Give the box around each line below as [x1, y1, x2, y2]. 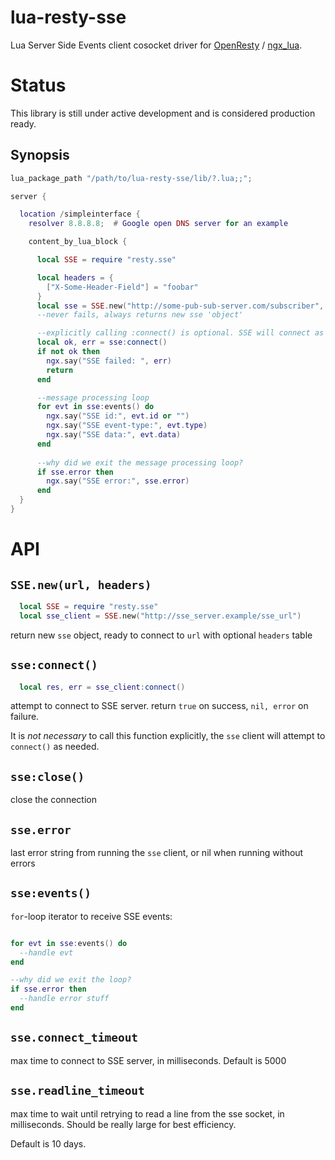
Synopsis [10, 147, 70, 164]
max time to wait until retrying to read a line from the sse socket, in [10, 1107, 285, 1120]
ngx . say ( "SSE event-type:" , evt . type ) [46, 421, 208, 431]
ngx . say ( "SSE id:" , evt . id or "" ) [46, 411, 190, 421]
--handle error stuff [19, 994, 110, 1004]
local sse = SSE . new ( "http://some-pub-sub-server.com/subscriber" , [36, 301, 325, 311]
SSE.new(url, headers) [10, 577, 152, 592]
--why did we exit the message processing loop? [36, 457, 244, 468]
